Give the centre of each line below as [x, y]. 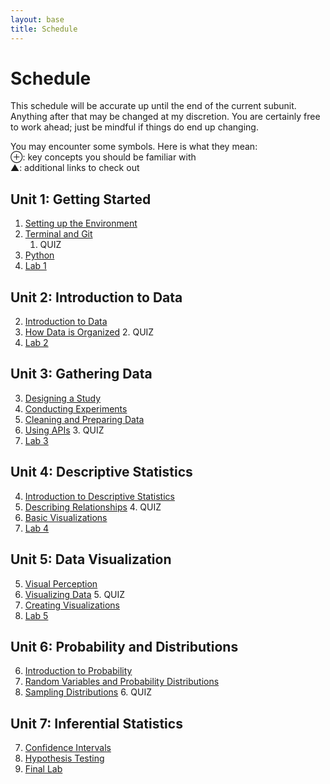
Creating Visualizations [72, 605]
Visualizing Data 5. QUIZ [75, 594]
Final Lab [43, 769]
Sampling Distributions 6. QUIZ [88, 692]
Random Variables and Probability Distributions [122, 682]
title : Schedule [44, 29]
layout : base [37, 19]
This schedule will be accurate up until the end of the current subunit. [153, 106]
